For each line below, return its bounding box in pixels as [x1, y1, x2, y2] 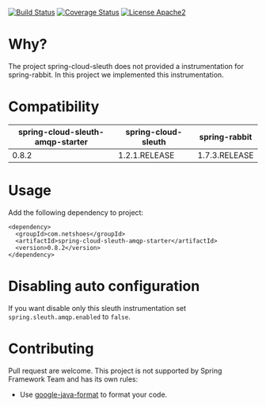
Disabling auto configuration [8, 278, 200, 295]
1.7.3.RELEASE [197, 149, 254, 160]
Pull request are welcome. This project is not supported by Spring [8, 366, 222, 375]
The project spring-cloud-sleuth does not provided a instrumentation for [8, 61, 244, 71]
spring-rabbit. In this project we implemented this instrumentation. [8, 70, 224, 79]
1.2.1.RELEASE [118, 149, 175, 160]
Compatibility [8, 98, 100, 116]
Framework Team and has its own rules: [8, 374, 139, 384]
